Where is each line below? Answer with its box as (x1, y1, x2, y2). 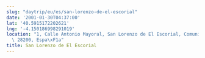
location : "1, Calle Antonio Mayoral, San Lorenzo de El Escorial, (6, 31, 182, 37)
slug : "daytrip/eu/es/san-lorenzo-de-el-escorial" (6, 8, 138, 15)
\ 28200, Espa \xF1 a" (12, 37, 64, 43)
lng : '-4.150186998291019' (6, 25, 75, 32)
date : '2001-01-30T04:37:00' (6, 14, 81, 21)
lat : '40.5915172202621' (6, 20, 70, 26)
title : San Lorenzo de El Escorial (6, 43, 97, 49)
